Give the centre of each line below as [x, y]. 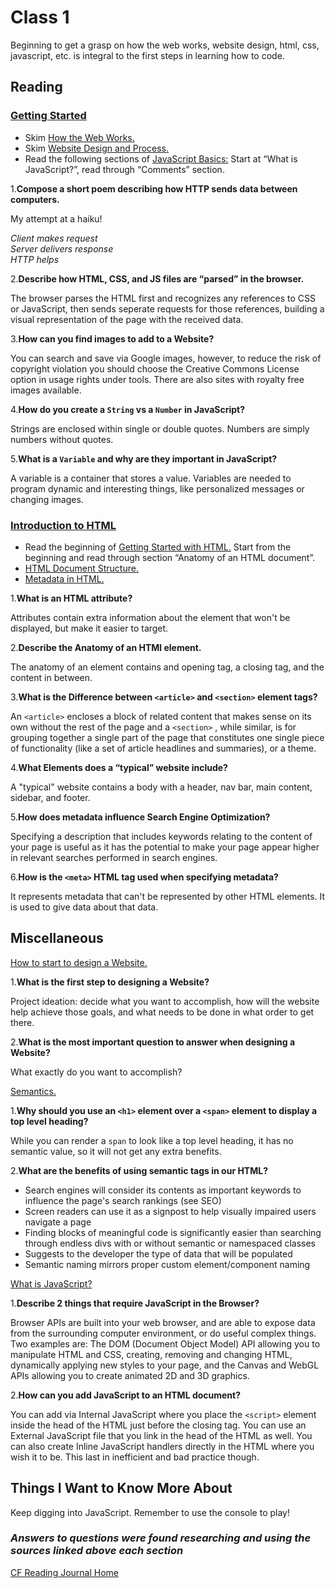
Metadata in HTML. [64, 578]
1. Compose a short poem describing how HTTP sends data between [154, 188]
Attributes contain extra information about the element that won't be [150, 617]
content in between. [51, 677]
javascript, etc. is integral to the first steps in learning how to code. [147, 55]
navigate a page [58, 1222]
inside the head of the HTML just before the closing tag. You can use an [158, 1425]
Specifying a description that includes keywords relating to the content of [161, 836]
